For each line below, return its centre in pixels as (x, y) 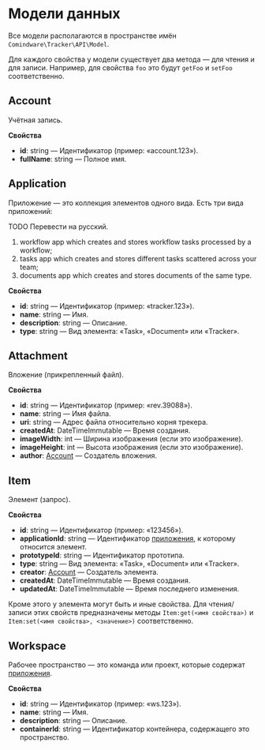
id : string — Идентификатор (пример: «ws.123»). (100, 704)
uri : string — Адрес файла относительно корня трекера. (114, 422)
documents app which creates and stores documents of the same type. (136, 275)
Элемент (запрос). (39, 500)
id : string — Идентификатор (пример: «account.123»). (109, 150)
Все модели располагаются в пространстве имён (92, 36)
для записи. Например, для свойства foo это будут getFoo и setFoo (120, 67)
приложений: (30, 211)
